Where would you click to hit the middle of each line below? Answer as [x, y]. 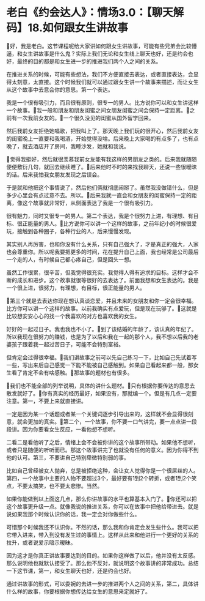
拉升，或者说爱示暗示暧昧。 [41, 542]
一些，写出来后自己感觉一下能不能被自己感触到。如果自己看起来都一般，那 [100, 365]
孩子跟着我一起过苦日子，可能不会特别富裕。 [67, 344]
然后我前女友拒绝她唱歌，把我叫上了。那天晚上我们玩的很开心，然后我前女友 [103, 131]
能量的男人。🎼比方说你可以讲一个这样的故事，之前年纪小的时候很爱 [112, 223]
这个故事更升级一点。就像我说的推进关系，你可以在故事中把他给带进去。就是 [103, 506]
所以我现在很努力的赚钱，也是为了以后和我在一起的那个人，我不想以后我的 [100, 337]
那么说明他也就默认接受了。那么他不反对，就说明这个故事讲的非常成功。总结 [103, 563]
